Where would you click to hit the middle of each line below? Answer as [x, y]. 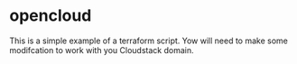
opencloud [51, 16]
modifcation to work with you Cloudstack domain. [102, 50]
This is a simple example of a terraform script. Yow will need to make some [149, 41]
